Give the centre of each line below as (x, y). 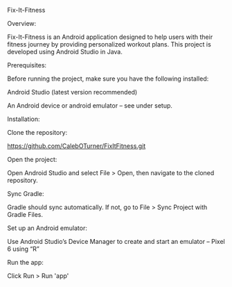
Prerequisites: (27, 65)
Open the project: (32, 159)
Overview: (22, 23)
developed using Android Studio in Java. (65, 52)
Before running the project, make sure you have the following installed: (108, 79)
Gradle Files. (25, 214)
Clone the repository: (37, 132)
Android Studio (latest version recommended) (72, 92)
